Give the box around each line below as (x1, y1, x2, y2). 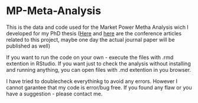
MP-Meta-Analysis (6, 4, 102, 18)
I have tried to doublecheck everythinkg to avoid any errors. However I (6, 78, 178, 85)
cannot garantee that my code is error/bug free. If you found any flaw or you (6, 84, 192, 91)
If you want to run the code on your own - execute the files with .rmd (6, 54, 174, 61)
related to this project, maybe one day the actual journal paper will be (6, 36, 176, 43)
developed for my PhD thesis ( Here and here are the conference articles (6, 29, 182, 36)
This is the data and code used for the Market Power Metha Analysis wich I (6, 24, 189, 31)
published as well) (6, 42, 50, 49)
